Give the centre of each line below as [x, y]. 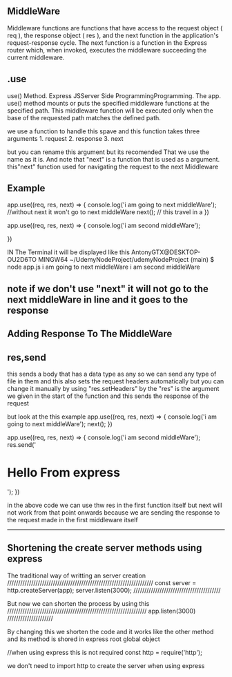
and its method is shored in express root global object [84, 639]
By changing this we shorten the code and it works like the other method [110, 631]
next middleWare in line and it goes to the [98, 299]
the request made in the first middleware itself [72, 519]
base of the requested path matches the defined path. [84, 117]
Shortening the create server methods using [105, 548]
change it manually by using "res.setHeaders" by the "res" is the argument [113, 389]
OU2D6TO [22, 260]
